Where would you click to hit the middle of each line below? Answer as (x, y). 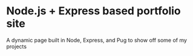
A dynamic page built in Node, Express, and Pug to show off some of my (97, 40)
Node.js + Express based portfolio (94, 11)
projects (17, 46)
